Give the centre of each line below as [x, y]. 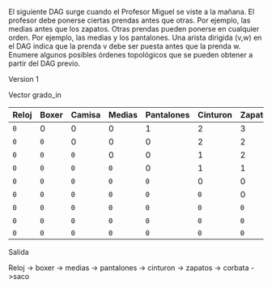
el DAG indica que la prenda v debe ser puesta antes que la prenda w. [125, 46]
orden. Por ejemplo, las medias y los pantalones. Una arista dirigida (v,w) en [135, 37]
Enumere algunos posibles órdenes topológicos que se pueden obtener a [131, 55]
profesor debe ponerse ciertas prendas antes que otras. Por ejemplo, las [130, 20]
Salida [19, 252]
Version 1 [23, 79]
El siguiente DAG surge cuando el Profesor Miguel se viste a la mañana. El [132, 12]
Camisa [86, 115]
